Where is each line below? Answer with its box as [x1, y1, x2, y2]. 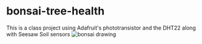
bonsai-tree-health [6, 4, 105, 18]
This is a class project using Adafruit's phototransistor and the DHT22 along [6, 24, 196, 31]
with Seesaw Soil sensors [6, 30, 70, 37]
